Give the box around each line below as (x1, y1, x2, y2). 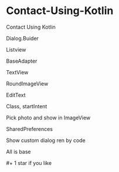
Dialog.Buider (6, 35, 39, 42)
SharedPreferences (6, 125, 53, 132)
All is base (6, 148, 31, 155)
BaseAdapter (6, 57, 38, 64)
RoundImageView (6, 80, 49, 87)
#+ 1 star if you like (6, 159, 52, 166)
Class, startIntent (6, 102, 47, 109)
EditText (6, 91, 26, 98)
